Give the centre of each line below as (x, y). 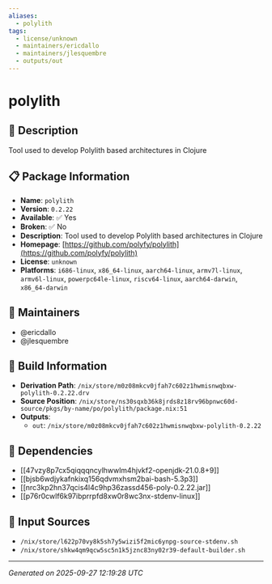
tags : (17, 31)
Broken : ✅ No (43, 226)
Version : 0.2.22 (47, 209)
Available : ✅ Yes (48, 217)
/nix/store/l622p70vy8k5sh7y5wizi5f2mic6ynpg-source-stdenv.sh (129, 542)
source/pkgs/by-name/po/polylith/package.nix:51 (104, 409)
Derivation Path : (48, 386)
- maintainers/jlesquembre (61, 53)
